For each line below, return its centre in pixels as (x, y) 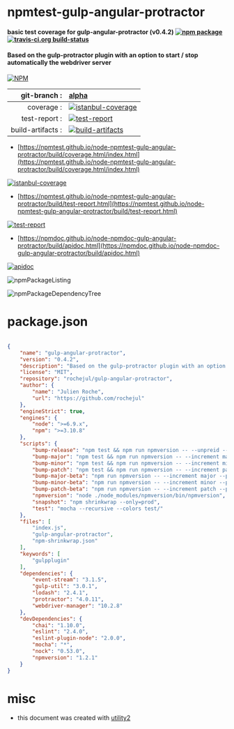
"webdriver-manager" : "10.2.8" (78, 606)
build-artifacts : (37, 130)
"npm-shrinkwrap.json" (65, 541)
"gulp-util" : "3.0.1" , (65, 587)
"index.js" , (50, 528)
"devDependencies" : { (51, 619)
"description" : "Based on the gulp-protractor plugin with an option (123, 366)
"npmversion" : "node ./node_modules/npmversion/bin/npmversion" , (129, 496)
